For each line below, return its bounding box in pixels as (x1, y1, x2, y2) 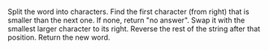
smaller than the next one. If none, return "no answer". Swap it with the (7, 15, 245, 25)
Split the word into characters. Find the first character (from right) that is (7, 7, 249, 16)
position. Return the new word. (7, 32, 111, 42)
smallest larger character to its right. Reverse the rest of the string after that (7, 24, 261, 33)
